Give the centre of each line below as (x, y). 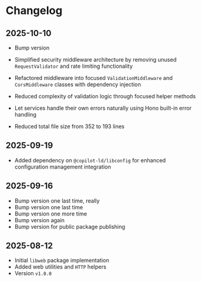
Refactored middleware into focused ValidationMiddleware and (93, 78)
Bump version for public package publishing (70, 226)
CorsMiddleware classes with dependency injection (78, 84)
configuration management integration (63, 167)
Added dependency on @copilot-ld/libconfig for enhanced (90, 160)
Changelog (34, 11)
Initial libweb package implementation (62, 261)
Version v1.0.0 (33, 273)
